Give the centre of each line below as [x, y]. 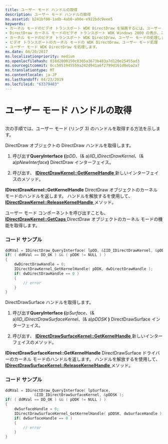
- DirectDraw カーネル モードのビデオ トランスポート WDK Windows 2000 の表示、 [83, 33]
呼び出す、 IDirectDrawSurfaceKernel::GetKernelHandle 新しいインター [87, 336]
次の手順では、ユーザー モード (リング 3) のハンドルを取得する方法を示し [81, 128]
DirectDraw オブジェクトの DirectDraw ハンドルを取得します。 [69, 145]
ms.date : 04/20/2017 [27, 51]
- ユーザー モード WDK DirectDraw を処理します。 [52, 47]
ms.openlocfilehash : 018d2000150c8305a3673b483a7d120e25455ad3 [72, 61]
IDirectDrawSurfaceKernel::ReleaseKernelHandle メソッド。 [69, 365]
